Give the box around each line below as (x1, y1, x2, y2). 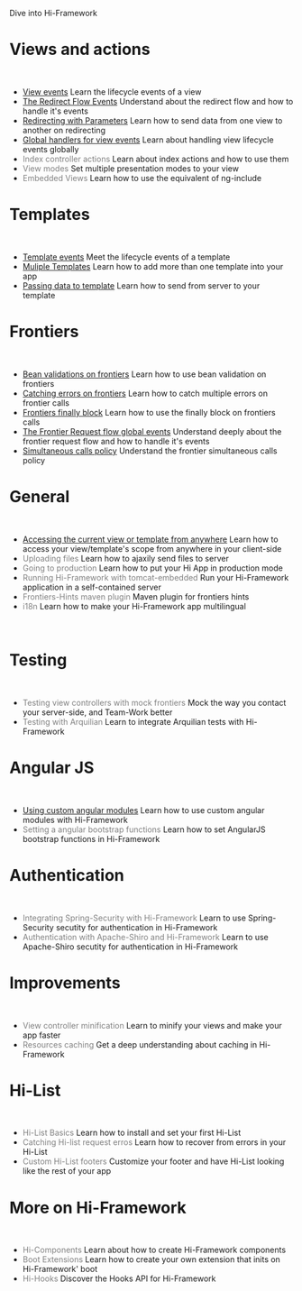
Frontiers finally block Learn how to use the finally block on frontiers (22, 407, 277, 417)
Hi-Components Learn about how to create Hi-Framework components (22, 1244, 287, 1256)
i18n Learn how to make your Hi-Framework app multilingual (22, 600, 246, 611)
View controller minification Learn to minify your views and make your (22, 1020, 282, 1030)
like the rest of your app (22, 1166, 112, 1177)
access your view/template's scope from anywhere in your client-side (22, 543, 282, 554)
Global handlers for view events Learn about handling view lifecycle (22, 134, 274, 145)
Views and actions (9, 40, 151, 60)
